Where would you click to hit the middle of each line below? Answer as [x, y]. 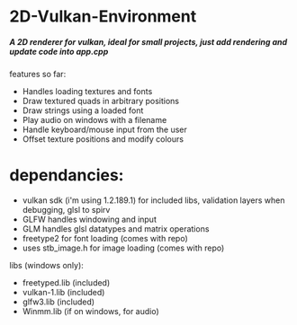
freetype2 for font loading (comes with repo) [105, 239]
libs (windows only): [46, 266]
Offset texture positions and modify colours [103, 139]
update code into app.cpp [59, 51]
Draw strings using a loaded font [83, 110]
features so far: [38, 75]
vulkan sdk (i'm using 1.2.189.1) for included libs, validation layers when [153, 200]
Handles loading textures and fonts [87, 92]
